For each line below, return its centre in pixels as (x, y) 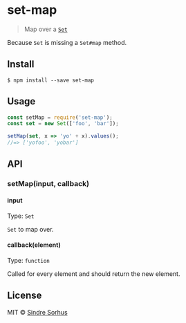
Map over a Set (46, 29)
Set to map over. (30, 229)
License (25, 296)
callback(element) (34, 245)
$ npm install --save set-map (51, 80)
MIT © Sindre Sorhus (37, 312)
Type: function (29, 260)
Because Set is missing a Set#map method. (67, 42)
